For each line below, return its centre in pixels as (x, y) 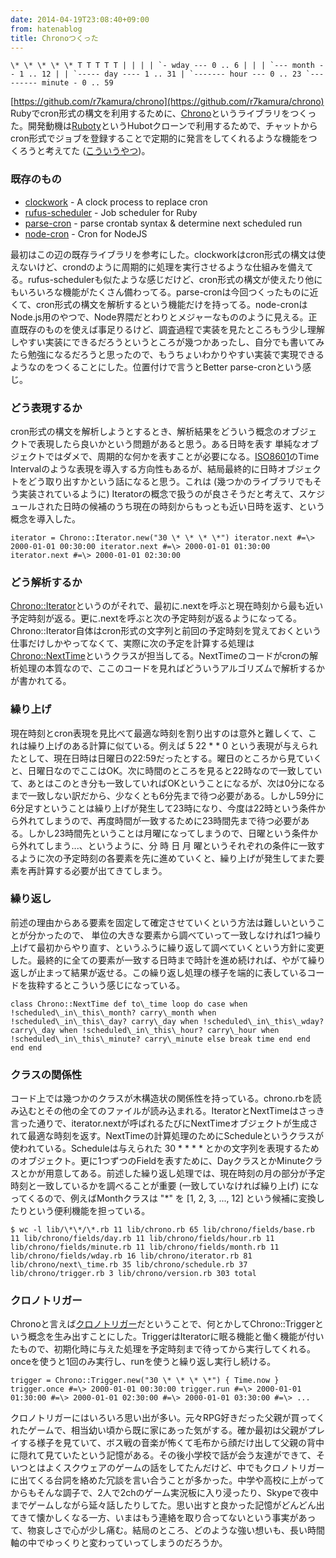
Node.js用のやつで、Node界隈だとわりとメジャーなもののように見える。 (159, 317)
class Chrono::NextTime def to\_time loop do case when (129, 1004)
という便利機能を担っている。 (89, 1211)
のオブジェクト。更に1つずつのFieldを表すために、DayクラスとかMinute (158, 1161)
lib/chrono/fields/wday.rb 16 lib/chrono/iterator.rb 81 (131, 1256)
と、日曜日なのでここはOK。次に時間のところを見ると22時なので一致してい (166, 770)
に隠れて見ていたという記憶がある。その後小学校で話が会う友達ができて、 (163, 1455)
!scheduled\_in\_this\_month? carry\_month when (113, 1012)
